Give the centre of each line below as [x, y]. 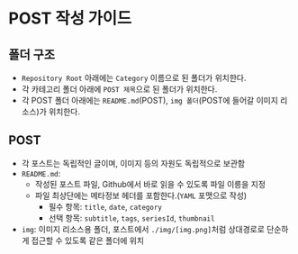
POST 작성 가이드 [70, 18]
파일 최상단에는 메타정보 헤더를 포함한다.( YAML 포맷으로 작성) [141, 195]
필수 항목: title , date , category [105, 206]
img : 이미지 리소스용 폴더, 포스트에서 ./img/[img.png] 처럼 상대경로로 [143, 229]
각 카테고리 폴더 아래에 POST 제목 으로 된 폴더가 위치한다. [119, 89]
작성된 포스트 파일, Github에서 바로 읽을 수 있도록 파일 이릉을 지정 [150, 184]
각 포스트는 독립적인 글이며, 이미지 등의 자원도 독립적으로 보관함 [133, 163]
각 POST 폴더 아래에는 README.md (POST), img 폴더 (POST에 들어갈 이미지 [149, 100]
